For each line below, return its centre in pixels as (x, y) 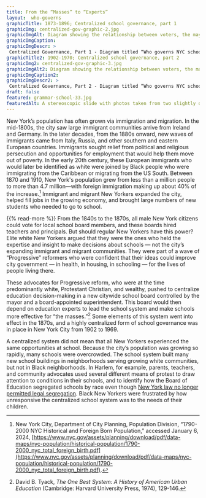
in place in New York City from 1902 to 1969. (62, 329)
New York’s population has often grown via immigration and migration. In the (103, 121)
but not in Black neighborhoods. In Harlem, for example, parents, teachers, (101, 367)
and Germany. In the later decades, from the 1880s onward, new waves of (100, 134)
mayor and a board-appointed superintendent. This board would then (94, 302)
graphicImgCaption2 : (33, 75)
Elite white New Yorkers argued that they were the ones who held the (93, 238)
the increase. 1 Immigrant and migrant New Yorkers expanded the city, (94, 193)
